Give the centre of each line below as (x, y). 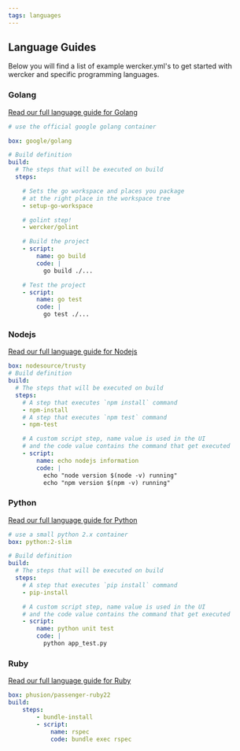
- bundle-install (65, 717)
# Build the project (56, 242)
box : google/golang (40, 141)
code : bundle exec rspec (91, 739)
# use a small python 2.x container (68, 535)
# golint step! (47, 220)
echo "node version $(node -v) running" (110, 475)
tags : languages (35, 15)
